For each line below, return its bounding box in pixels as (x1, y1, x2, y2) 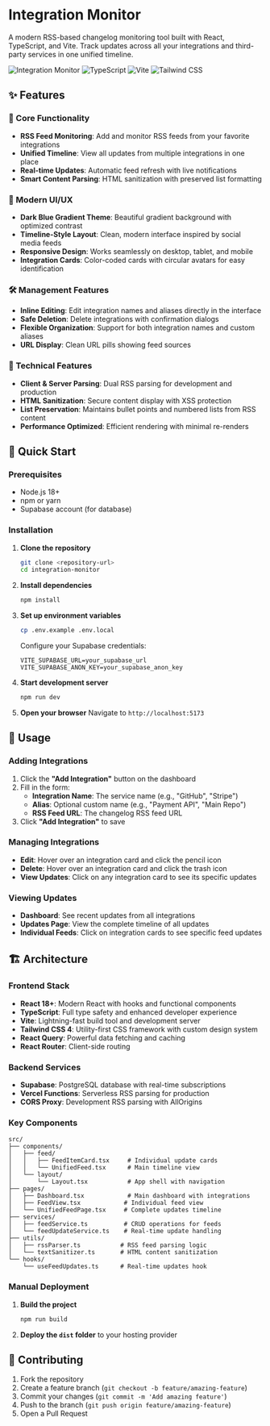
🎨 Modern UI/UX (8, 194, 73, 205)
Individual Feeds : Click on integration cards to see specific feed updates (19, 928, 263, 937)
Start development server (19, 678, 109, 687)
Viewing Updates (8, 892, 77, 903)
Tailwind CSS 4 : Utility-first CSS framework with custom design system (19, 1024, 258, 1034)
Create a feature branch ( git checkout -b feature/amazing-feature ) (19, 1383, 248, 1393)
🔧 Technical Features (8, 361, 93, 372)
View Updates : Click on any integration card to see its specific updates (19, 872, 257, 882)
